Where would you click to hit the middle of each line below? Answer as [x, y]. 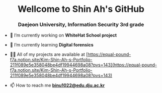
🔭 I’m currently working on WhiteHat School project [63, 35]
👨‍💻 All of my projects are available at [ [49, 54]
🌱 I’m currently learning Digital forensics [51, 45]
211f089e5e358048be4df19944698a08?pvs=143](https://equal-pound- [83, 65]
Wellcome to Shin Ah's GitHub [81, 9]
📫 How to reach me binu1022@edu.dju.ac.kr [57, 86]
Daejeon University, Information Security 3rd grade [81, 25]
